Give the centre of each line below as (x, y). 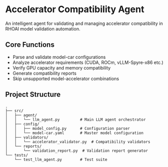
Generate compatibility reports (45, 73)
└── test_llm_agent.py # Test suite (61, 159)
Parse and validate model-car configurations (59, 57)
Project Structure (33, 95)
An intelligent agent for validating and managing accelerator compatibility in (84, 23)
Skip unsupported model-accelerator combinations (66, 78)
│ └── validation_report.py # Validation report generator (77, 151)
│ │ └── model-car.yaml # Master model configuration (74, 133)
